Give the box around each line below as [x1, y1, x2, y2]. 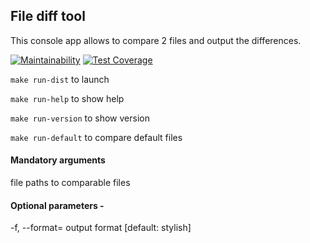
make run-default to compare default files [10, 131, 183, 143]
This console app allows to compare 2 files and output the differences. [10, 34, 302, 46]
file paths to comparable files [10, 177, 131, 189]
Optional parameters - [10, 199, 105, 211]
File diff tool [10, 8, 86, 25]
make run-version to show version [10, 112, 150, 124]
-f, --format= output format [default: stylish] [10, 222, 192, 234]
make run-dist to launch [10, 73, 110, 85]
